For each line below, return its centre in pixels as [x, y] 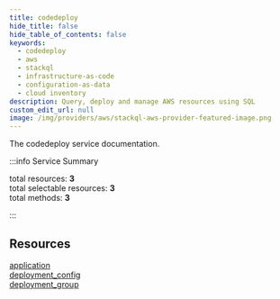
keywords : [28, 43]
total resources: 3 [42, 179]
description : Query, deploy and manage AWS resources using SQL [132, 101]
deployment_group [44, 284]
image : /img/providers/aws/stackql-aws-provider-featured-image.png [140, 118]
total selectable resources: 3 [62, 188]
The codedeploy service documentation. [85, 144]
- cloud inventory [52, 93]
